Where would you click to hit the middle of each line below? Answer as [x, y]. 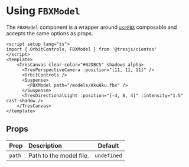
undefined [108, 155]
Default [108, 145]
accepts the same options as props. [50, 33]
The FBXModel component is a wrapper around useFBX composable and [92, 27]
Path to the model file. [59, 155]
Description [45, 145]
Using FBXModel [43, 11]
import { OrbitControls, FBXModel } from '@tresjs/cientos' [82, 49]
